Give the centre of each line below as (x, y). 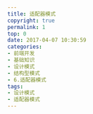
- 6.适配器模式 (27, 80)
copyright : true (31, 21)
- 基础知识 (21, 60)
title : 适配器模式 (32, 14)
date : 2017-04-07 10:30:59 (47, 40)
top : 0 (17, 34)
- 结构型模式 (24, 73)
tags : (15, 86)
